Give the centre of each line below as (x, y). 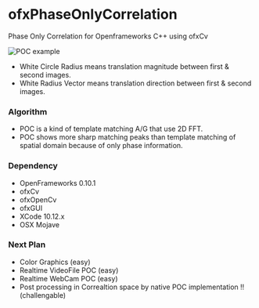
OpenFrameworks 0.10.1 (58, 183)
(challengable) (43, 295)
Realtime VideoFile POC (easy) (69, 270)
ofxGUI (31, 208)
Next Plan (27, 245)
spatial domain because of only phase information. (101, 146)
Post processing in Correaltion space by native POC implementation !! (132, 287)
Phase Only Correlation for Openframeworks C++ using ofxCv (108, 36)
